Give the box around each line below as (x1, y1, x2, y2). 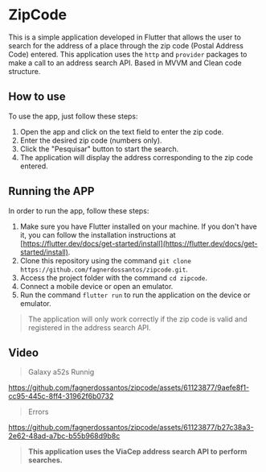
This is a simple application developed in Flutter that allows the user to (8, 32, 241, 42)
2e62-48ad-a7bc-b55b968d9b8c (8, 431, 121, 441)
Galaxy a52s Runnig (27, 367, 95, 377)
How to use (8, 90, 66, 104)
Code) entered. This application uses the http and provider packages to (8, 49, 248, 59)
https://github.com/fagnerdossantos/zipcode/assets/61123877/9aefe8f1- (8, 383, 250, 392)
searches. (27, 455, 63, 465)
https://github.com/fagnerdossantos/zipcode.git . (19, 264, 189, 274)
